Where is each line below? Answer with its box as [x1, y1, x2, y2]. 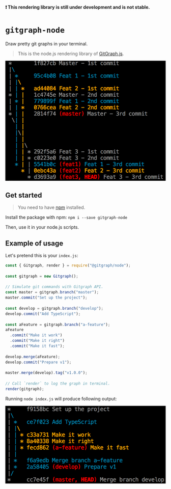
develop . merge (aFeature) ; [5, 354, 60, 359]
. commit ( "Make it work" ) [10, 333, 63, 338]
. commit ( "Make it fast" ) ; [10, 343, 65, 349]
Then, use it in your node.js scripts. [5, 224, 79, 230]
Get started [5, 191, 42, 200]
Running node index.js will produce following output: [5, 395, 117, 401]
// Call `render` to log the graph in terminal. [5, 381, 110, 386]
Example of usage [5, 239, 64, 248]
